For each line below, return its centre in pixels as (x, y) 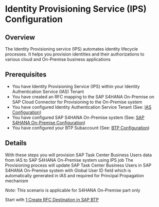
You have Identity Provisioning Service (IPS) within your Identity (76, 86)
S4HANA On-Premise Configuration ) (49, 122)
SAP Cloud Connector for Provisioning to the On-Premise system (77, 102)
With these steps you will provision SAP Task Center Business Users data (79, 155)
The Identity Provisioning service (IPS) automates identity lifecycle (71, 49)
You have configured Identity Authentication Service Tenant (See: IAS (82, 107)
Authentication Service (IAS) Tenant (48, 92)
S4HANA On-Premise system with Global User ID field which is (68, 170)
